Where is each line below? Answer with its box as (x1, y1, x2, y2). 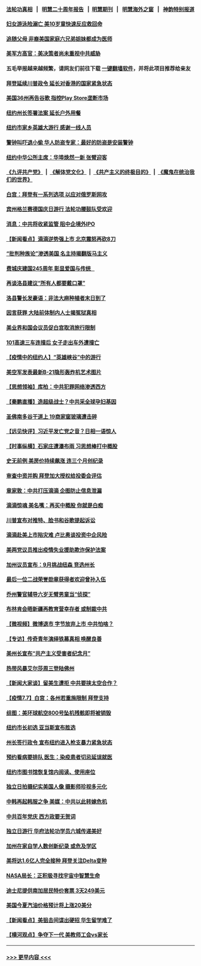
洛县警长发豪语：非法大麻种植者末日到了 (6, 294, 106, 302)
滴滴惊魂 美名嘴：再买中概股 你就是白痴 (6, 502, 103, 509)
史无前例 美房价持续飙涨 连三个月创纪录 (6, 457, 103, 464)
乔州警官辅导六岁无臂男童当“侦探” (6, 590, 91, 598)
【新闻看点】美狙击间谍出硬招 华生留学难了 (6, 916, 112, 924)
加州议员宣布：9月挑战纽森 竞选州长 (6, 561, 95, 568)
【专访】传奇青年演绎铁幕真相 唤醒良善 (6, 635, 102, 642)
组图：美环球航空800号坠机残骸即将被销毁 (6, 709, 111, 716)
